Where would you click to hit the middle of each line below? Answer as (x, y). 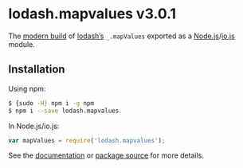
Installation (37, 70)
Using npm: (27, 88)
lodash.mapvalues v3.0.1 (92, 14)
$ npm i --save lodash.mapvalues (64, 111)
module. (22, 44)
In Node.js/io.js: (34, 126)
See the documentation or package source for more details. (106, 155)
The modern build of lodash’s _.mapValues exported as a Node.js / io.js (121, 36)
